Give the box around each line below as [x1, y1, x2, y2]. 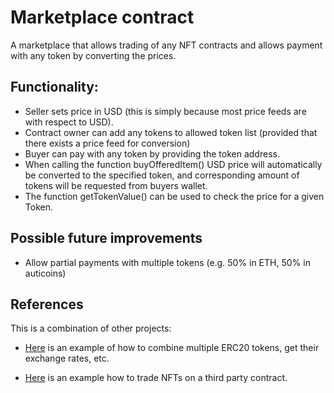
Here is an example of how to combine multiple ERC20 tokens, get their [24, 342, 320, 354]
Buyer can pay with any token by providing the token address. [24, 147, 280, 160]
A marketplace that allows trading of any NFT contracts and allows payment [10, 39, 323, 51]
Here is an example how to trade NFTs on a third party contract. [24, 372, 288, 384]
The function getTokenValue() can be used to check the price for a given [24, 190, 325, 202]
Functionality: [10, 79, 99, 96]
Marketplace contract [10, 6, 195, 29]
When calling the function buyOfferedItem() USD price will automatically [24, 158, 323, 170]
